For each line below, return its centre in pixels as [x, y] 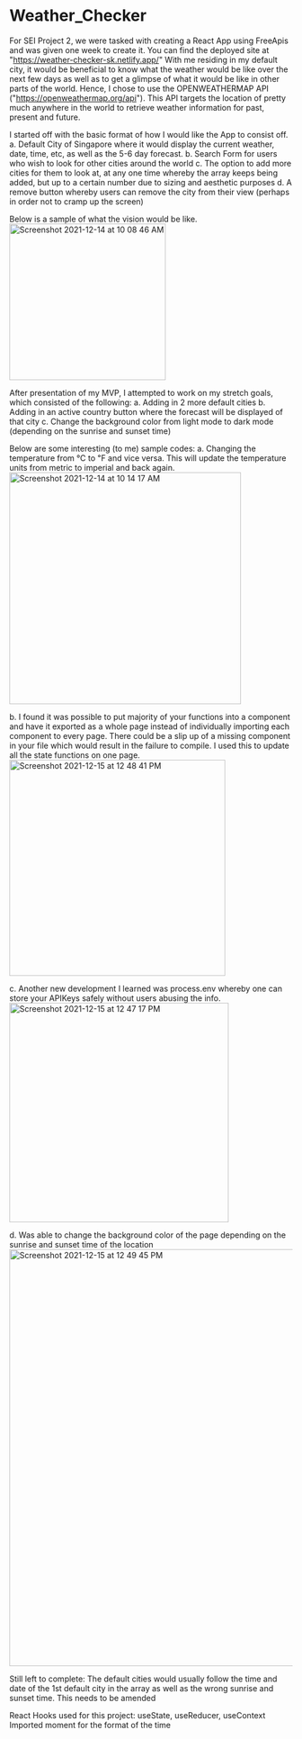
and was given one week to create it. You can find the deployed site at [139, 50]
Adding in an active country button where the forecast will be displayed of [146, 411]
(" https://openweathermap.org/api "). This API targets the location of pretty [147, 98]
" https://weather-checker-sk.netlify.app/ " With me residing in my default [144, 59]
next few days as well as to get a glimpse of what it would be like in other [145, 78]
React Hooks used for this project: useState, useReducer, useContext [138, 1715]
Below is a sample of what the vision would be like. [103, 219]
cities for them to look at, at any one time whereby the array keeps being [144, 173]
